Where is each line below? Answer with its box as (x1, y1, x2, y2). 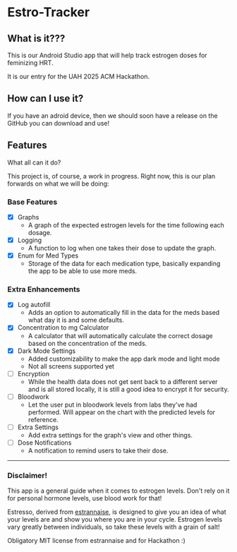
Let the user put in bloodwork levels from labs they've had (28, 400, 197, 409)
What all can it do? (7, 158, 61, 167)
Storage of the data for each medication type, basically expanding (28, 259, 221, 268)
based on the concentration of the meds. (28, 339, 147, 347)
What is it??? (7, 32, 66, 44)
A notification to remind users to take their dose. (28, 446, 169, 455)
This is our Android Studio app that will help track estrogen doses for (7, 51, 207, 59)
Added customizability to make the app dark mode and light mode (28, 354, 220, 363)
